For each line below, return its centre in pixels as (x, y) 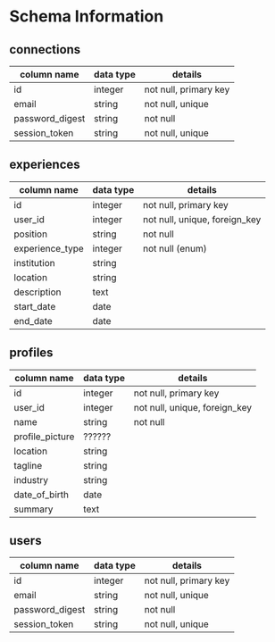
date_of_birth (42, 495)
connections (45, 50)
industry (31, 479)
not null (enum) (175, 248)
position (30, 234)
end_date (33, 321)
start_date (35, 306)
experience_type (49, 248)
